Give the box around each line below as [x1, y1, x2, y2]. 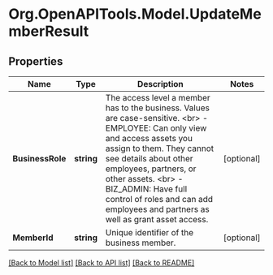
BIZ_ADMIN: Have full [105, 183, 188, 195]
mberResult [8, 22, 89, 41]
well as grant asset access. [105, 214, 209, 225]
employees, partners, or [105, 163, 197, 174]
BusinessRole [12, 153, 67, 164]
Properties [8, 54, 63, 68]
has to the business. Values [105, 102, 210, 114]
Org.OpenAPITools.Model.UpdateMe [8, 5, 262, 24]
